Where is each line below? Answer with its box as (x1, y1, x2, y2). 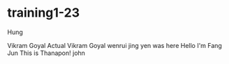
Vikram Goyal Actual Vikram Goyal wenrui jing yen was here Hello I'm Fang (7, 41, 222, 49)
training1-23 (7, 5, 80, 21)
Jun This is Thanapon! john (7, 49, 86, 57)
